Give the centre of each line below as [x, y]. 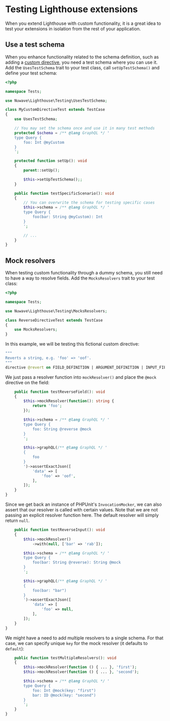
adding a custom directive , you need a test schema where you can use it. [81, 62]
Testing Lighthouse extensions [72, 9]
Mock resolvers [30, 261]
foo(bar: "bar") [49, 590]
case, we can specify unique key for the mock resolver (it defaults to [76, 643]
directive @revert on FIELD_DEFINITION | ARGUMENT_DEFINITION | [74, 367]
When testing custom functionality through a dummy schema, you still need [84, 273]
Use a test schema [35, 45]
